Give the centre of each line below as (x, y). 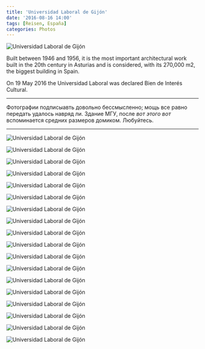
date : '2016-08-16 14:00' (39, 18)
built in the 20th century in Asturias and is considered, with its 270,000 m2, (101, 65)
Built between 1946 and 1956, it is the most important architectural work (97, 58)
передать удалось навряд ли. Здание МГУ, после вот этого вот (89, 114)
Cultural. (17, 90)
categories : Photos (31, 29)
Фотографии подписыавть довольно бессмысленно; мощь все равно (97, 107)
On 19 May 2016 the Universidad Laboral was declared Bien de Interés (95, 83)
